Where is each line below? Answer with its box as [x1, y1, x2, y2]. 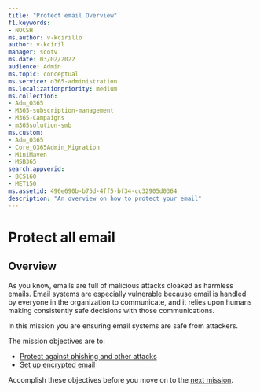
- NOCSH [8, 26, 34, 34]
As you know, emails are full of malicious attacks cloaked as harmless [8, 280, 234, 290]
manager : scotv [8, 48, 58, 56]
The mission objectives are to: [8, 336, 106, 346]
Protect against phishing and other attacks [19, 351, 157, 361]
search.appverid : [8, 165, 65, 173]
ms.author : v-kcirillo [8, 33, 82, 42]
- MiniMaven [8, 150, 47, 158]
